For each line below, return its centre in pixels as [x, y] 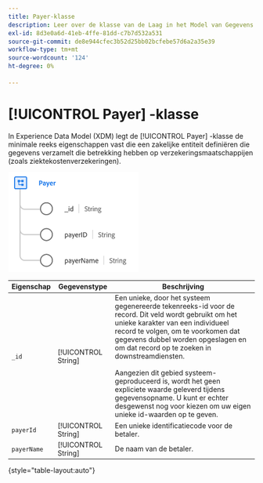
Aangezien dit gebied [149, 373]
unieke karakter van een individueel [172, 323]
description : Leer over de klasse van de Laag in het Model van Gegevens [131, 25]
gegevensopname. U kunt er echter [172, 398]
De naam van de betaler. [154, 449]
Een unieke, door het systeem [162, 298]
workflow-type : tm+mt [43, 50]
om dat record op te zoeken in [163, 348]
